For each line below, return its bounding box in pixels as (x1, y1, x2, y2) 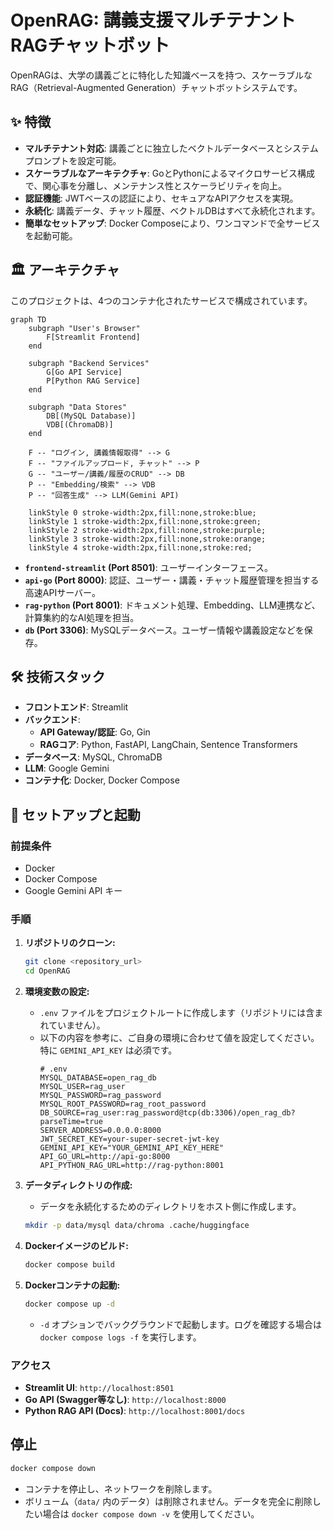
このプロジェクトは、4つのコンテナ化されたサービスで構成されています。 (10, 294, 313, 306)
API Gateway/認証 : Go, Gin (39, 726, 151, 738)
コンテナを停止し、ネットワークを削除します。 (24, 1482, 218, 1495)
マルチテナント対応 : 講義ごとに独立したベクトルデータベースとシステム (24, 142, 319, 154)
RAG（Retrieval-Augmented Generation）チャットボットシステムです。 (10, 81, 303, 93)
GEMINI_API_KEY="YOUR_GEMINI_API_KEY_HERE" (39, 1143, 225, 1153)
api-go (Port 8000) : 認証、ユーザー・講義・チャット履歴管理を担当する (24, 574, 320, 586)
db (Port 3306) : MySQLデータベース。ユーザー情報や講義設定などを (24, 624, 305, 636)
